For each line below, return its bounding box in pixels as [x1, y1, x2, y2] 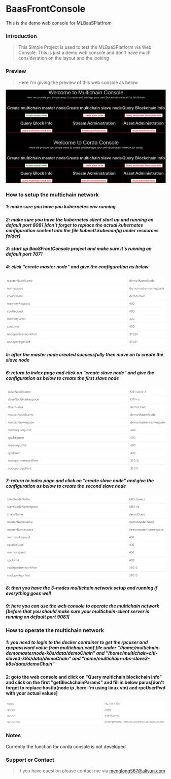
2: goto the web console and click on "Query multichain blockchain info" [6, 674, 162, 680]
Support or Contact [6, 756, 55, 763]
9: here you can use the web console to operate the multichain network [6, 603, 159, 609]
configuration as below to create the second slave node [6, 483, 126, 489]
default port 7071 [6, 251, 43, 257]
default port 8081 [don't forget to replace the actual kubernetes [6, 222, 144, 228]
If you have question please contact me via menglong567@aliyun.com [18, 768, 165, 774]
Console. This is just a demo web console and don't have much [18, 49, 151, 56]
